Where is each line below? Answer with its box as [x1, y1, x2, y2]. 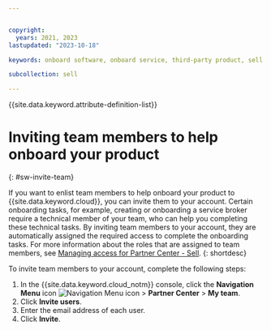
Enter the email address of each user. [19, 306, 146, 315]
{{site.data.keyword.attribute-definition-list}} [8, 100, 158, 109]
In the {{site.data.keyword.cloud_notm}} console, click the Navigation [19, 280, 254, 289]
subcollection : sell [8, 71, 79, 79]
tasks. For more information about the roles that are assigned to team [8, 240, 240, 250]
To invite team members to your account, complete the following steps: [8, 264, 246, 274]
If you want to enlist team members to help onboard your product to [8, 188, 235, 198]
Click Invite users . [19, 297, 83, 306]
